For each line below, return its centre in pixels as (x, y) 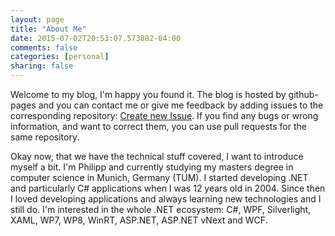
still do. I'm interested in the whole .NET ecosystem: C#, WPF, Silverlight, (161, 209)
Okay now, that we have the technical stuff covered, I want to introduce (157, 156)
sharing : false (42, 66)
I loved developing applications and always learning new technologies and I (166, 199)
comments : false (44, 47)
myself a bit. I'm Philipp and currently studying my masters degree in (152, 167)
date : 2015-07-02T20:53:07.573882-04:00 (96, 38)
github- (303, 94)
